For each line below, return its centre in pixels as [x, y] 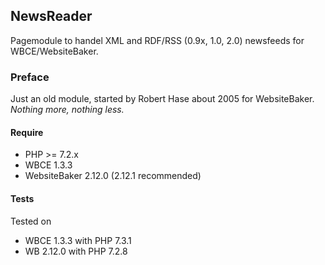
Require [27, 132]
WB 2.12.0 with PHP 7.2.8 [76, 251]
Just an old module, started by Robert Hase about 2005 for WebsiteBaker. [162, 99]
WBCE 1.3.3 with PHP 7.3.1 [78, 240]
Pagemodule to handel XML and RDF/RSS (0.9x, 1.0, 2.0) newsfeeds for [157, 40]
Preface [30, 77]
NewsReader [51, 16]
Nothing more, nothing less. [67, 110]
